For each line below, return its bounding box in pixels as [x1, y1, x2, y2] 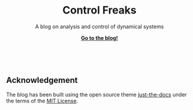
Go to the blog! [81, 34, 118, 41]
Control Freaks [62, 4, 137, 17]
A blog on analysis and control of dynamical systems [35, 23, 164, 30]
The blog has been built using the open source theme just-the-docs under [6, 91, 188, 98]
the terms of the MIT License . [6, 97, 78, 104]
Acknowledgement [6, 75, 78, 85]
